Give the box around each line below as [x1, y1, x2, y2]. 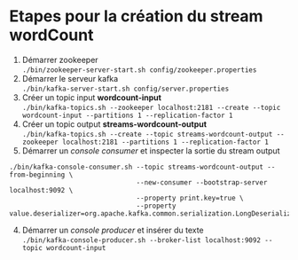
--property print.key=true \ [136, 193, 244, 202]
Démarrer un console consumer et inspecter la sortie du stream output [21, 145, 280, 156]
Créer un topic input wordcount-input [21, 91, 162, 103]
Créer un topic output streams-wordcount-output [21, 118, 207, 130]
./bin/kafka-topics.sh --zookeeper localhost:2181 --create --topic [21, 103, 281, 112]
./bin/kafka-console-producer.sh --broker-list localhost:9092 [21, 235, 262, 245]
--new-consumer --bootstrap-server [136, 177, 268, 187]
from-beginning [9, 170, 66, 179]
